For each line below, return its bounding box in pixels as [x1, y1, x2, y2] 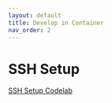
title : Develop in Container [8, 19, 104, 27]
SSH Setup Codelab [8, 86, 73, 95]
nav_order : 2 [8, 26, 51, 34]
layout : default [8, 11, 62, 20]
